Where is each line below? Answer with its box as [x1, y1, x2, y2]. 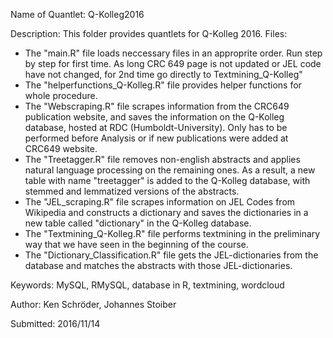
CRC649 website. [24, 143, 98, 154]
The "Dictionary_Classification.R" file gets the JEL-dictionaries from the [24, 249, 319, 261]
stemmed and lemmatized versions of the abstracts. [24, 185, 240, 197]
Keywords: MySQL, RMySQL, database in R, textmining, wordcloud [10, 279, 285, 291]
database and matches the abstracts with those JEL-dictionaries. [24, 260, 293, 271]
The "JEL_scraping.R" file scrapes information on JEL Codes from [24, 196, 296, 208]
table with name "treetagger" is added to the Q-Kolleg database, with [24, 175, 311, 186]
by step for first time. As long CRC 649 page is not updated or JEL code [24, 58, 322, 69]
